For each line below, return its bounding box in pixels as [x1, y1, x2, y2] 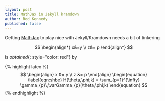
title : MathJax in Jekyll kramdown [5, 12, 79, 17]
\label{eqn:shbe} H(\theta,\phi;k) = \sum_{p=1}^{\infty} [27, 77, 140, 83]
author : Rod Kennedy [5, 16, 48, 21]
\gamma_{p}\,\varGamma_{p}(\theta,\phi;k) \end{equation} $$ [20, 82, 148, 88]
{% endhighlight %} [5, 90, 46, 96]
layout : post [5, 7, 32, 12]
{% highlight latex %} [5, 64, 49, 70]
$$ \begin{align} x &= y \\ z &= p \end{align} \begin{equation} [20, 72, 147, 78]
